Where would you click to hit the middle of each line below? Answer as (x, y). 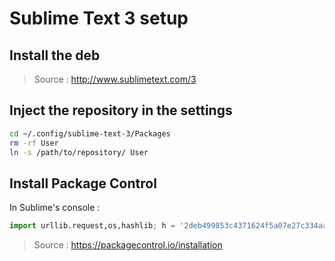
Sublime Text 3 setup (99, 18)
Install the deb (55, 55)
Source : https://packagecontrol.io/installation (128, 245)
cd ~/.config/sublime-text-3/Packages (90, 133)
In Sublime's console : (55, 208)
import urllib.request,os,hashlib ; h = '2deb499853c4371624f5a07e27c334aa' (170, 226)
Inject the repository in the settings (121, 110)
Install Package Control (83, 183)
